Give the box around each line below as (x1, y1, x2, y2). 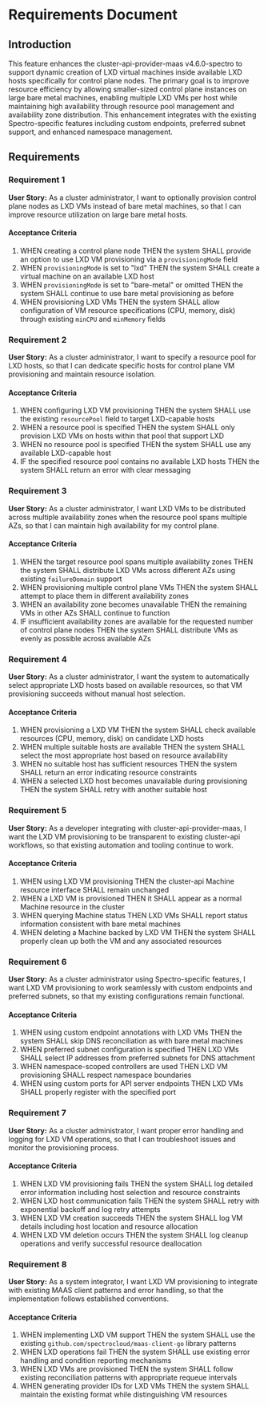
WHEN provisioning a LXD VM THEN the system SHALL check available (19, 725, 256, 735)
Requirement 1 (8, 174, 66, 185)
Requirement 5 (8, 805, 67, 816)
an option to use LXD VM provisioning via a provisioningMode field (19, 254, 238, 264)
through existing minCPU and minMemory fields (19, 314, 166, 323)
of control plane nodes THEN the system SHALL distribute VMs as (19, 624, 238, 635)
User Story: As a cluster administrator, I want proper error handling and (8, 1125, 244, 1135)
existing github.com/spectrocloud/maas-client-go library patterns (19, 1339, 237, 1348)
